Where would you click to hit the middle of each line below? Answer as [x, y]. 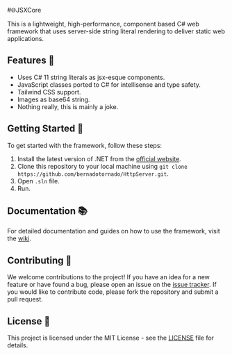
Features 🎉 [31, 61]
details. [18, 345]
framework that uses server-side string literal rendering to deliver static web [116, 31]
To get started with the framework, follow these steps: [84, 145]
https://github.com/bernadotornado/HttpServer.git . [93, 174]
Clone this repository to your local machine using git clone [102, 166]
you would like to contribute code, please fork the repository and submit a [113, 292]
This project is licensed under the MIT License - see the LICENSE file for [110, 338]
